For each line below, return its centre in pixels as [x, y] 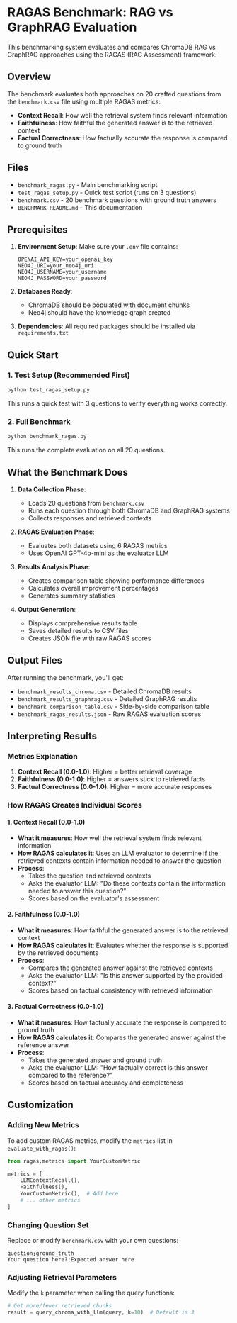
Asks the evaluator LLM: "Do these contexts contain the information [127, 883]
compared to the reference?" [70, 1075]
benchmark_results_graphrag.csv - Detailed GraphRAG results [107, 698]
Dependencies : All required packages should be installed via [106, 326]
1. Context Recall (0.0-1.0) [46, 822]
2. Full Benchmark [39, 421]
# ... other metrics [50, 1200]
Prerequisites [37, 229]
